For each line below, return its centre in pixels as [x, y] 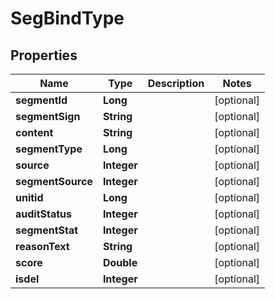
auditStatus [44, 214]
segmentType [49, 149]
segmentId [41, 100]
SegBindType [67, 18]
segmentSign [48, 116]
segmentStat [47, 230]
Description [176, 83]
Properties [44, 55]
